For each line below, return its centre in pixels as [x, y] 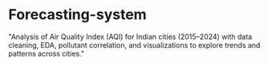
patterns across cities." [47, 53]
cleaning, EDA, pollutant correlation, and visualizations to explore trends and [134, 45]
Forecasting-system [77, 15]
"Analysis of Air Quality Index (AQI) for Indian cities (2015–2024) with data [130, 37]
